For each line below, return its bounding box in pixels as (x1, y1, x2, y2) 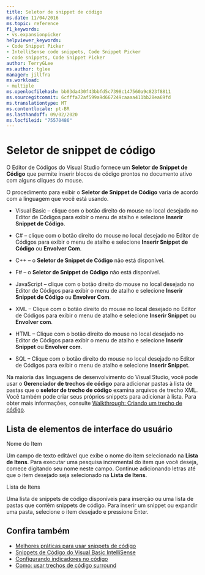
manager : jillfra (6, 72, 51, 78)
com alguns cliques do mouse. (6, 177, 84, 184)
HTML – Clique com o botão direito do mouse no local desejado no (15, 330, 184, 337)
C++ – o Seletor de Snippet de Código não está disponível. (15, 257, 165, 264)
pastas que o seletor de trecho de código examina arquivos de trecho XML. (6, 386, 198, 394)
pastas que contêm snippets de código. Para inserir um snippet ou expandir (6, 502, 198, 509)
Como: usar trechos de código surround (15, 562, 117, 569)
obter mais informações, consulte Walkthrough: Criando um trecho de (6, 399, 182, 407)
